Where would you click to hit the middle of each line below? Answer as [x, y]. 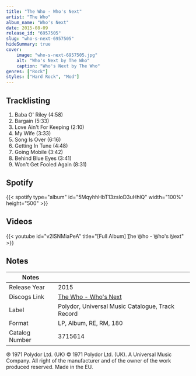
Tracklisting [28, 100]
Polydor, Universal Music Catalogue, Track [116, 306]
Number [20, 340]
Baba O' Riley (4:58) [38, 114]
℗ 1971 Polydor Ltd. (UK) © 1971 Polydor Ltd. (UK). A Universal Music [89, 354]
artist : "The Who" [28, 17]
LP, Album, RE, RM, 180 [90, 323]
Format [19, 323]
